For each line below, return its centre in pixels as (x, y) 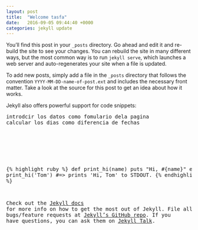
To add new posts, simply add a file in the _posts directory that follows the (96, 75)
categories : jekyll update (39, 28)
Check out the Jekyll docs (45, 203)
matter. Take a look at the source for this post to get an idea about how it (94, 88)
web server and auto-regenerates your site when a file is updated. (86, 64)
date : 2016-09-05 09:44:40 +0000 (50, 22)
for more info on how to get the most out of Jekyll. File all (99, 209)
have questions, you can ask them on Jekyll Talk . (81, 221)
